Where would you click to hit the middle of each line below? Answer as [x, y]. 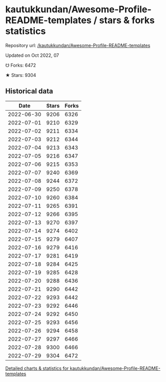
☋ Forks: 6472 [21, 65]
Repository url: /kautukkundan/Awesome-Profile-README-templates [78, 45]
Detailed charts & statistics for [37, 368]
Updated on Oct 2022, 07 [32, 55]
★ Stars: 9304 [21, 75]
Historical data [29, 91]
